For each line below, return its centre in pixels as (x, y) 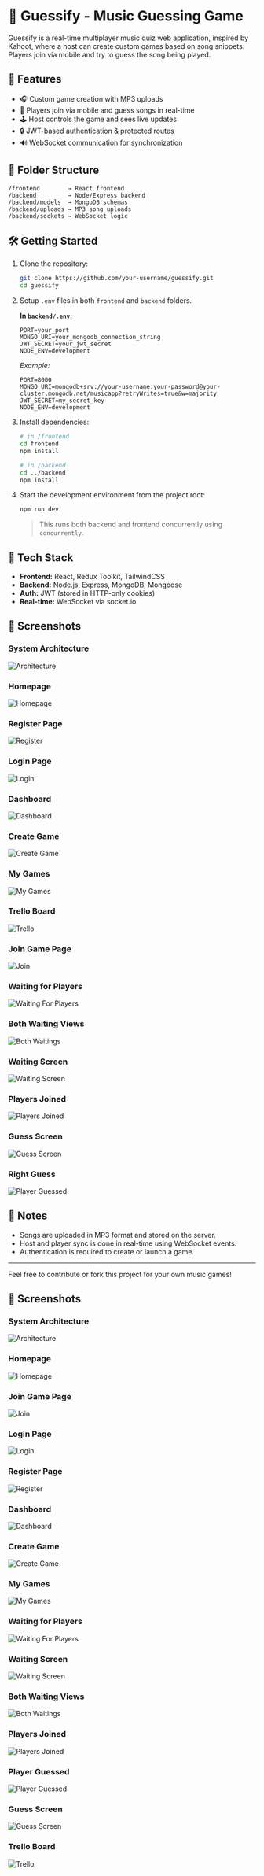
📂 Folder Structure (54, 170)
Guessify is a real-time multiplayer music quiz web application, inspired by (128, 38)
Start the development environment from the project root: (112, 495)
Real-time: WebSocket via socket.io (78, 602)
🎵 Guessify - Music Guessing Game (126, 16)
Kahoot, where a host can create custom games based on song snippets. (126, 46)
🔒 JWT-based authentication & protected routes (97, 131)
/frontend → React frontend (66, 188)
